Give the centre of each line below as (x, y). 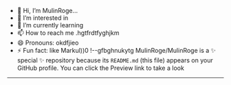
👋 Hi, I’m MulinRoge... (47, 11)
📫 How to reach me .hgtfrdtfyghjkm (68, 33)
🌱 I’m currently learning (50, 25)
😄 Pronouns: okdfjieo (48, 42)
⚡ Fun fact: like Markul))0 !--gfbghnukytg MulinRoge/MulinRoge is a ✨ (117, 50)
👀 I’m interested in (43, 18)
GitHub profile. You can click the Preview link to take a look (100, 68)
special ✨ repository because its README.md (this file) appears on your (115, 60)
